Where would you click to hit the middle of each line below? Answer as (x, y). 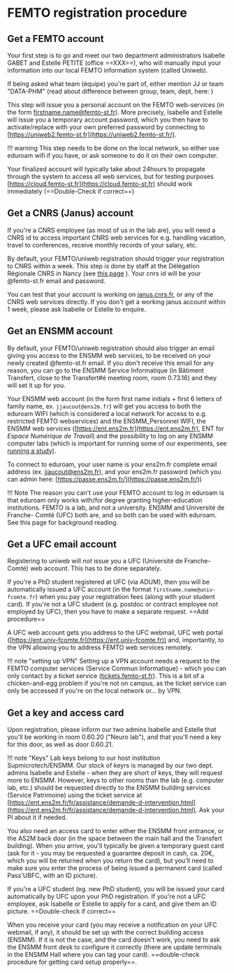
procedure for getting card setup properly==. (72, 962)
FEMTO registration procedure (97, 13)
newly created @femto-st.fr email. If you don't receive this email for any (111, 363)
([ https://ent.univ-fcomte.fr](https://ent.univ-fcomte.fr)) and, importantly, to (116, 640)
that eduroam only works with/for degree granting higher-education (105, 500)
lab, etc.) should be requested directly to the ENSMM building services (109, 788)
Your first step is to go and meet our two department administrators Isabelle (116, 55)
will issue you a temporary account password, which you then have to (108, 120)
